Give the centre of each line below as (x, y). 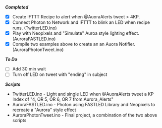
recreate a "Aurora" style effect (44, 110)
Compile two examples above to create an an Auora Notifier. (74, 44)
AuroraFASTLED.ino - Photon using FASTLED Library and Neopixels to (83, 105)
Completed (17, 7)
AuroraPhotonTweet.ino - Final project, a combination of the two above (85, 115)
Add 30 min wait (29, 69)
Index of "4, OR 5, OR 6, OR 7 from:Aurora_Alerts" (63, 99)
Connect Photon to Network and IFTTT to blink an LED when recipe (81, 22)
